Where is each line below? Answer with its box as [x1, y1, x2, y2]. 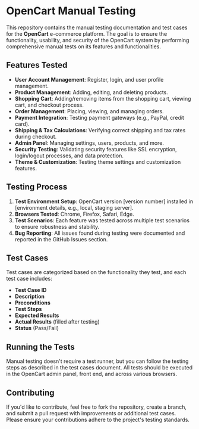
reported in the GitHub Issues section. [14, 235, 108, 243]
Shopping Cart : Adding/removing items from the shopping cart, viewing [14, 95, 191, 102]
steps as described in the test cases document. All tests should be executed [6, 364, 193, 371]
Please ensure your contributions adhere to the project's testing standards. [6, 416, 190, 423]
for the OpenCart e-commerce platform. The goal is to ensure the [6, 30, 168, 37]
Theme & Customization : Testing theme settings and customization [14, 158, 181, 165]
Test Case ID [14, 287, 47, 294]
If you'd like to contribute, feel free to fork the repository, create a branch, [6, 403, 187, 411]
